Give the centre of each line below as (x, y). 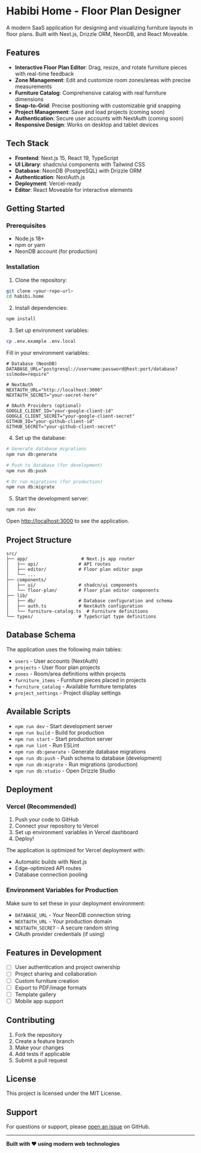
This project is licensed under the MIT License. (64, 1093)
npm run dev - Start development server (64, 726)
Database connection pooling (51, 875)
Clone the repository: (41, 280)
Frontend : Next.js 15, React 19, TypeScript (66, 158)
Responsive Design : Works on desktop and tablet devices (86, 125)
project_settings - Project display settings (68, 693)
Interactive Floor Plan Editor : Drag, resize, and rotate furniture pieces (101, 67)
